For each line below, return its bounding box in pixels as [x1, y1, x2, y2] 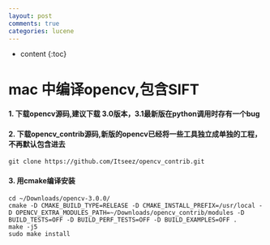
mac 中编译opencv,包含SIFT [8, 80, 200, 98]
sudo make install [8, 230, 71, 238]
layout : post [8, 11, 53, 20]
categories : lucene [8, 27, 75, 35]
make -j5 [8, 222, 38, 231]
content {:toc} [19, 49, 67, 59]
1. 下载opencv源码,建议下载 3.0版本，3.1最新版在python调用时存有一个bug [8, 109, 260, 118]
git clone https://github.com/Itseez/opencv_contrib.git [8, 157, 205, 166]
